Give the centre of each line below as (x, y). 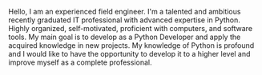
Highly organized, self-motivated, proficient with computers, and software (131, 28)
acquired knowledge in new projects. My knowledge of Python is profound (131, 45)
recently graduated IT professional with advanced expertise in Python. (124, 20)
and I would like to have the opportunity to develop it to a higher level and (129, 54)
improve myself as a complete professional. (80, 62)
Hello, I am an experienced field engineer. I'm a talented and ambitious (125, 12)
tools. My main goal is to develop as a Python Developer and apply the (125, 37)
